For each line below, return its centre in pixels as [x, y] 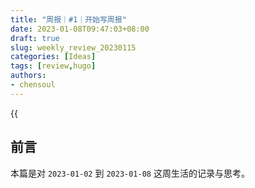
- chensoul [33, 85]
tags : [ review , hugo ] [53, 66]
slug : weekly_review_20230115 [73, 47]
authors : [28, 76]
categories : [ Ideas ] [53, 57]
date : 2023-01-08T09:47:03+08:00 [80, 29]
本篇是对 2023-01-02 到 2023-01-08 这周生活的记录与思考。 [130, 173]
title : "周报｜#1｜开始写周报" [68, 19]
